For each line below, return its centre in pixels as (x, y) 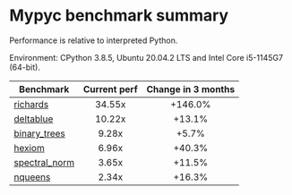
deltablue (34, 119)
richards (31, 104)
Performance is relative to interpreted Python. (94, 40)
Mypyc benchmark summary (119, 16)
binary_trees (39, 133)
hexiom (29, 148)
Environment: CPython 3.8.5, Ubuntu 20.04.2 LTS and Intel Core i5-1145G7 (146, 57)
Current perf (111, 89)
